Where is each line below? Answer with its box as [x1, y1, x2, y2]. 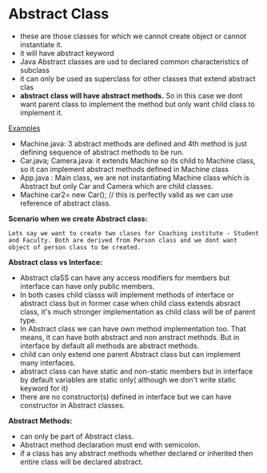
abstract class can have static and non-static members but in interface [19, 366, 253, 376]
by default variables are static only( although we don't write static [19, 375, 237, 384]
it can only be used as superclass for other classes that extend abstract [19, 74, 256, 83]
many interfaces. [19, 358, 76, 367]
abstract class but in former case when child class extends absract [19, 298, 241, 308]
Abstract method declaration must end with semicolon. [19, 439, 201, 449]
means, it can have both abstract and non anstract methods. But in [19, 332, 240, 342]
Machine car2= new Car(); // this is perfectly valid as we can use [19, 190, 233, 199]
